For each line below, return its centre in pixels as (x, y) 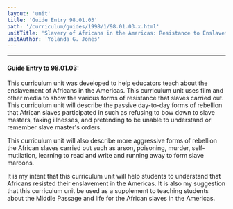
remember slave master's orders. (54, 127)
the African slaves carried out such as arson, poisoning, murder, (99, 148)
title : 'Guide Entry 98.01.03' (52, 20)
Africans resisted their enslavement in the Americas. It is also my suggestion (116, 183)
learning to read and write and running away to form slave (121, 156)
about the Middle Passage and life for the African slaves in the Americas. (111, 199)
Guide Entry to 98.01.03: (43, 68)
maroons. (21, 163)
